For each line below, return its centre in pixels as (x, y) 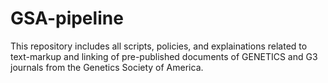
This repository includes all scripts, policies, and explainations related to (159, 46)
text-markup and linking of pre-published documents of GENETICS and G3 (164, 56)
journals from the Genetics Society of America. (107, 67)
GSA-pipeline (67, 18)
